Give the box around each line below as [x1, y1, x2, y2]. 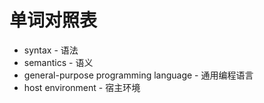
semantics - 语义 [23, 56, 94, 68]
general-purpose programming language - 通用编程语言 [23, 69, 254, 81]
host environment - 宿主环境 [23, 81, 141, 93]
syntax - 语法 [23, 44, 79, 56]
